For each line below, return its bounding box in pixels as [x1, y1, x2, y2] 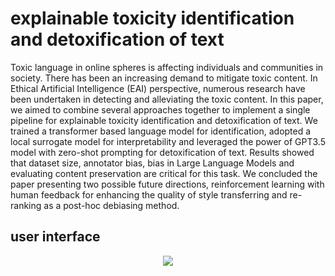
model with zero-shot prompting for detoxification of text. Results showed [10, 146, 315, 158]
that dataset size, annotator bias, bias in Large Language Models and [10, 157, 295, 169]
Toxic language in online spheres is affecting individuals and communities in [10, 61, 324, 73]
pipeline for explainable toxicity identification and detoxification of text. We [10, 114, 318, 126]
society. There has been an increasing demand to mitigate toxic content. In [10, 72, 318, 84]
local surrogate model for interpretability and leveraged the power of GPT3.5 [10, 135, 326, 147]
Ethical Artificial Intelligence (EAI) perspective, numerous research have [10, 82, 306, 94]
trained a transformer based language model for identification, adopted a [10, 125, 312, 137]
